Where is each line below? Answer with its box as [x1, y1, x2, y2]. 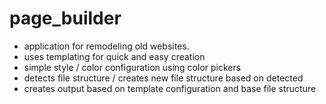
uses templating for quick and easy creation [23, 50, 206, 62]
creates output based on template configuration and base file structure [23, 82, 317, 94]
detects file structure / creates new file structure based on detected [23, 72, 304, 84]
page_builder [9, 7, 122, 30]
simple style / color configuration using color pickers [23, 61, 242, 73]
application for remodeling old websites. [23, 40, 190, 52]
